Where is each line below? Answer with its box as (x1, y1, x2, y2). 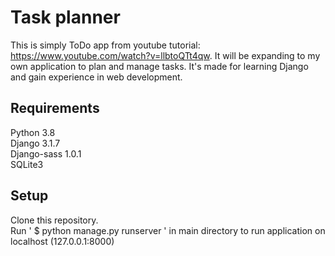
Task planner (10, 6, 121, 29)
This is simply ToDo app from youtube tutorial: (10, 39, 201, 51)
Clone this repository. (10, 214, 99, 226)
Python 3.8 (10, 126, 56, 138)
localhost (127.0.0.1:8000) (10, 235, 115, 247)
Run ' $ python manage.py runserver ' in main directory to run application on (10, 224, 326, 236)
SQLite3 (10, 158, 44, 170)
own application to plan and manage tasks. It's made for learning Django (10, 60, 309, 72)
